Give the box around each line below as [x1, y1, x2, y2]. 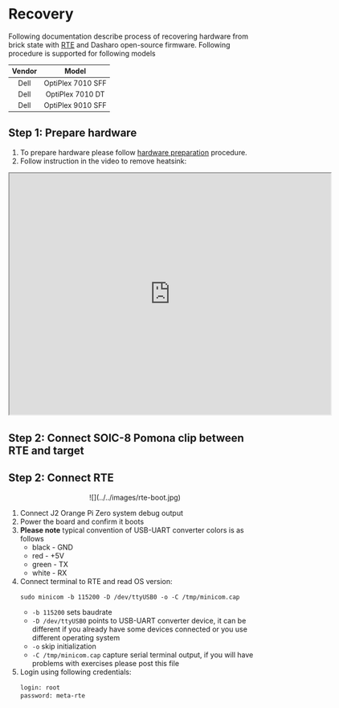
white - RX [31, 568, 67, 578]
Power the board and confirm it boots [19, 517, 145, 526]
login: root [19, 683, 60, 692]
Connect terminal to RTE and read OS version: [19, 576, 173, 586]
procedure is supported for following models [8, 48, 156, 58]
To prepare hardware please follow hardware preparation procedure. [19, 147, 247, 157]
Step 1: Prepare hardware [8, 126, 137, 140]
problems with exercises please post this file [31, 658, 179, 668]
